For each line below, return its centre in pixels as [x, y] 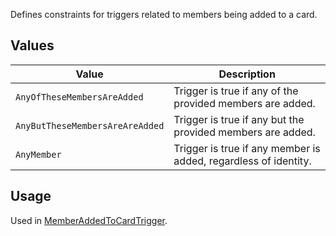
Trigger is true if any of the [236, 91]
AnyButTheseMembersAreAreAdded [90, 125]
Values [32, 45]
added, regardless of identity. [242, 161]
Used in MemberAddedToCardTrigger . [89, 220]
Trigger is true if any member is [247, 148]
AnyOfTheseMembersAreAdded [79, 97]
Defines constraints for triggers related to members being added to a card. [164, 14]
